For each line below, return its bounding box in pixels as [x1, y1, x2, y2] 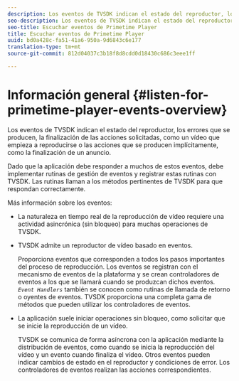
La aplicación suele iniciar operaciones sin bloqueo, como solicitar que [17, 313, 225, 322]
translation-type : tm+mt [7, 43, 81, 50]
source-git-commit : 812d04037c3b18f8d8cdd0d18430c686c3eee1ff [7, 50, 196, 58]
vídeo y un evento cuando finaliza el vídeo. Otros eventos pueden [17, 350, 211, 359]
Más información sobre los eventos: [7, 198, 112, 207]
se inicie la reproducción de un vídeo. [17, 321, 128, 330]
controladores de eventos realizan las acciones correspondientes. [17, 365, 211, 374]
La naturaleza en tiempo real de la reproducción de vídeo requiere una [17, 212, 224, 220]
